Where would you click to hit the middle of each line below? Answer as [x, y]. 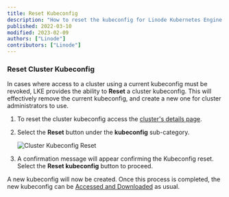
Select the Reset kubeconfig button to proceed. [85, 166]
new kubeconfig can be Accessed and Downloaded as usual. [94, 187]
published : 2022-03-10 [39, 26]
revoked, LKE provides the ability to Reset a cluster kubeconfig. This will [109, 91]
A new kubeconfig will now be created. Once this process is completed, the [114, 179]
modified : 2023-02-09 [38, 32]
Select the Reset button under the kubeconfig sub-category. [103, 132]
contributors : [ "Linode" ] [44, 45]
